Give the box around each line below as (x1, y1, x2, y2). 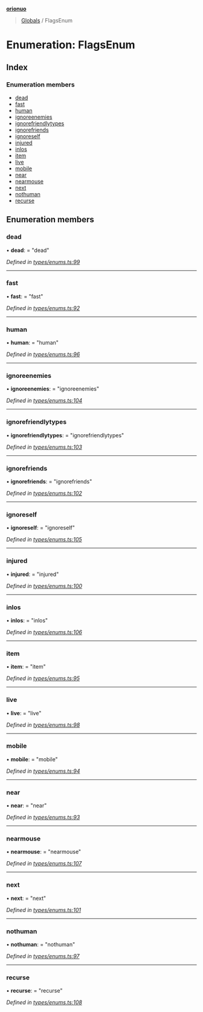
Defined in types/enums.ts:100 (6, 582, 83, 589)
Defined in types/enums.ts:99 (6, 258, 80, 265)
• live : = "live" (6, 709, 42, 716)
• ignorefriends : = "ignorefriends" (6, 478, 92, 485)
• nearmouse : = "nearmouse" (6, 848, 82, 856)
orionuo (6, 5, 27, 12)
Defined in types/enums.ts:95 (6, 675, 80, 682)
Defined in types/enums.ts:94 (6, 767, 80, 775)
